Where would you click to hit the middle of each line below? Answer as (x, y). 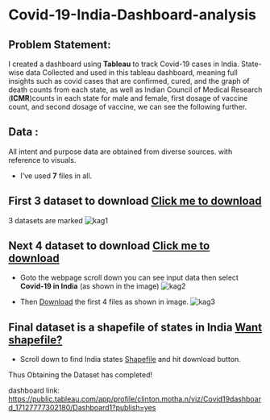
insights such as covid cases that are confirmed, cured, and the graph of (129, 81)
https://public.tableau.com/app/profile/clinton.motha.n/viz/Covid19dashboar (135, 399)
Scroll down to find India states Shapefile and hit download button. (131, 360)
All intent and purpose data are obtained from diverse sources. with (120, 152)
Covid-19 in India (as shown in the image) (89, 286)
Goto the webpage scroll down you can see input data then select (129, 278)
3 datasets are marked (46, 220)
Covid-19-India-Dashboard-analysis (132, 15)
